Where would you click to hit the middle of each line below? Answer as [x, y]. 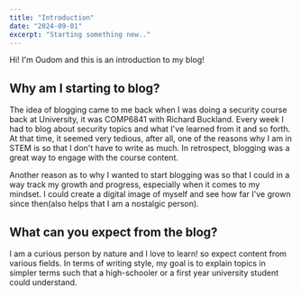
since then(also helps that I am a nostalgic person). [105, 204]
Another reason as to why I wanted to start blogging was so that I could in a [150, 175]
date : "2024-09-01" [46, 26]
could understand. [43, 282]
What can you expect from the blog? [114, 232]
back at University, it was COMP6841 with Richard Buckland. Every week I [146, 120]
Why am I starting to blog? [85, 88]
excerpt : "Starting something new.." [80, 34]
